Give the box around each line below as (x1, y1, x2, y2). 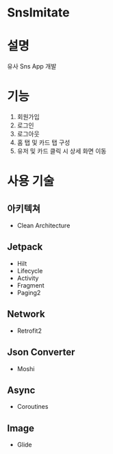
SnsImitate (7, 5, 70, 21)
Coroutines (16, 403, 49, 411)
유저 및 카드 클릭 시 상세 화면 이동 (16, 147, 107, 155)
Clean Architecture (16, 221, 71, 230)
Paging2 (16, 288, 41, 297)
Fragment (16, 281, 45, 289)
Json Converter (7, 346, 75, 358)
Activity (16, 274, 39, 282)
